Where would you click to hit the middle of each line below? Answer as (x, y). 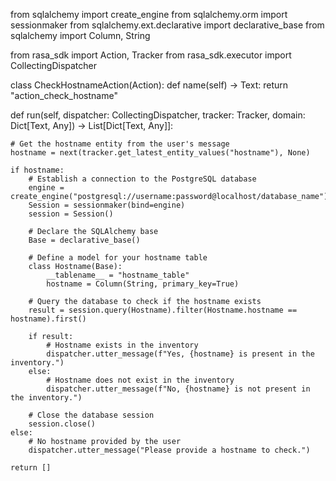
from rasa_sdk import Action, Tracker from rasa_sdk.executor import (151, 55)
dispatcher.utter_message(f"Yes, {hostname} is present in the (180, 354)
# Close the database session (91, 415)
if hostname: (37, 170)
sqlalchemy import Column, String (80, 35)
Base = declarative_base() (84, 240)
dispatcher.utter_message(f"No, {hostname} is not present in (178, 389)
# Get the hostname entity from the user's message (120, 144)
